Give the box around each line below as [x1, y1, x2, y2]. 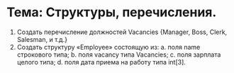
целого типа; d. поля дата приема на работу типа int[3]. [16, 57, 186, 66]
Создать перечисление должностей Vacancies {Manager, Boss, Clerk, [16, 28, 228, 36]
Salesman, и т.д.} [16, 35, 68, 43]
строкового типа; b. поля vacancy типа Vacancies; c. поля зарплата [16, 50, 221, 59]
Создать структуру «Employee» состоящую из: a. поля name [16, 43, 201, 51]
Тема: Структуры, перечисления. [6, 4, 217, 21]
